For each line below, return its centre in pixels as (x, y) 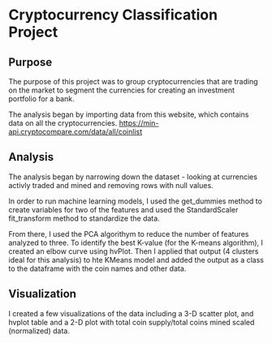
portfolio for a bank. (41, 99)
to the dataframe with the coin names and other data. (97, 268)
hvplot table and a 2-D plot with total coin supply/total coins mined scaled (132, 322)
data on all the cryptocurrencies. (63, 123)
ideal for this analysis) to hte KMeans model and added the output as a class (136, 259)
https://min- (139, 123)
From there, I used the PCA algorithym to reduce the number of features (129, 234)
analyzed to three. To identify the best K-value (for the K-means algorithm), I (136, 242)
